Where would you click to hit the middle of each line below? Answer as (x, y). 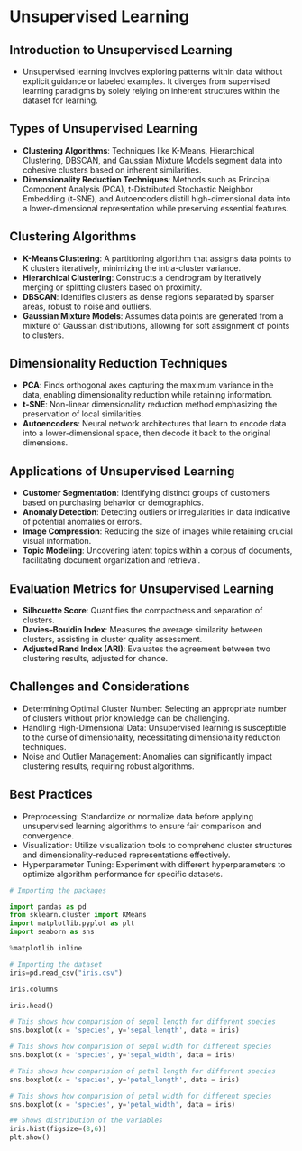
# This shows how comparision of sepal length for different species (143, 1022)
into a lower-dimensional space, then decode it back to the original (146, 433)
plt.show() (30, 1137)
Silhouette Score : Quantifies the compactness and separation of (142, 611)
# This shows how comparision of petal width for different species (141, 1096)
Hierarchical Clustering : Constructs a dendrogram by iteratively (142, 277)
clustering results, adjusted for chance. (95, 659)
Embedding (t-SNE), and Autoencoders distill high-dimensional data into (156, 198)
